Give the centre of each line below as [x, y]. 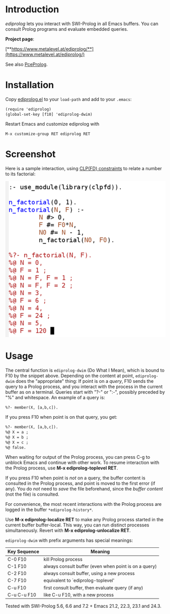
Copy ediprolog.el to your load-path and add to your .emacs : [69, 99]
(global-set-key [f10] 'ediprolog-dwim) [49, 114]
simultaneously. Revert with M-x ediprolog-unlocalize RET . [68, 530]
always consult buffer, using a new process [89, 573]
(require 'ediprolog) [28, 109]
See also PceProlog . [27, 64]
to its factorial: [20, 174]
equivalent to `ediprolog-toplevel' [79, 581]
